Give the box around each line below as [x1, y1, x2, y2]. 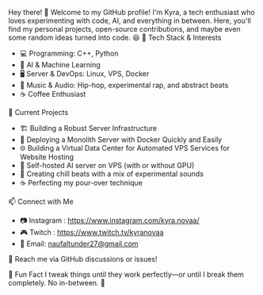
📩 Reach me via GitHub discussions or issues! [8, 255, 158, 263]
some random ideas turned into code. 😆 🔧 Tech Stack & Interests [8, 33, 222, 42]
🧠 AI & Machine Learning [19, 60, 101, 69]
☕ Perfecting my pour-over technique [19, 178, 143, 187]
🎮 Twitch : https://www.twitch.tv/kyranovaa [19, 228, 164, 237]
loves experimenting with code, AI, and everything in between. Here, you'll [8, 16, 251, 25]
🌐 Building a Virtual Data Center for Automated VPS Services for [19, 144, 230, 152]
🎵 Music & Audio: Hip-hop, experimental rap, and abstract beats [19, 80, 229, 90]
